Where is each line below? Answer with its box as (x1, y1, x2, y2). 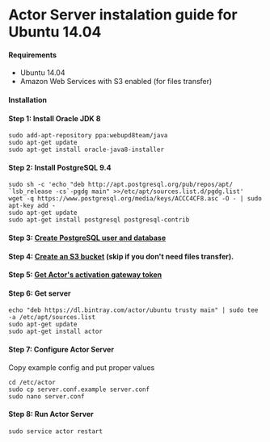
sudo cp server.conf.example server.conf (8, 385, 150, 394)
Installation (8, 95, 47, 104)
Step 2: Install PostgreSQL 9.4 (8, 162, 112, 172)
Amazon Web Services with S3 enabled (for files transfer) (19, 77, 213, 86)
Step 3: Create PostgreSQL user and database (8, 233, 167, 242)
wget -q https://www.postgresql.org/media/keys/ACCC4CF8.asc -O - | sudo (8, 195, 263, 203)
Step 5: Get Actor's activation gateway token (8, 270, 162, 280)
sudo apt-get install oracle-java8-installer (8, 145, 164, 154)
